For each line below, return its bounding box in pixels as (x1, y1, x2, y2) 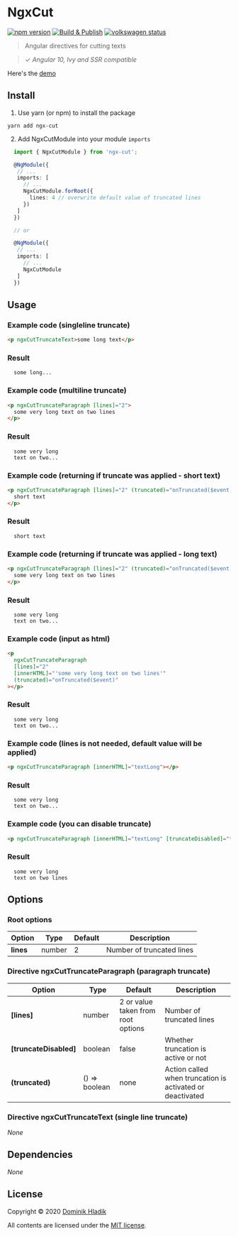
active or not (164, 1052, 207, 1062)
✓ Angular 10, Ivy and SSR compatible (24, 55, 137, 64)
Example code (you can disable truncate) (7, 819, 152, 829)
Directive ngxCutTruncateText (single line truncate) (7, 1112, 188, 1122)
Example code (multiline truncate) (7, 385, 127, 395)
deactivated (164, 1090, 205, 1100)
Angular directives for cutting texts (24, 41, 126, 50)
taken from (119, 1005, 156, 1015)
